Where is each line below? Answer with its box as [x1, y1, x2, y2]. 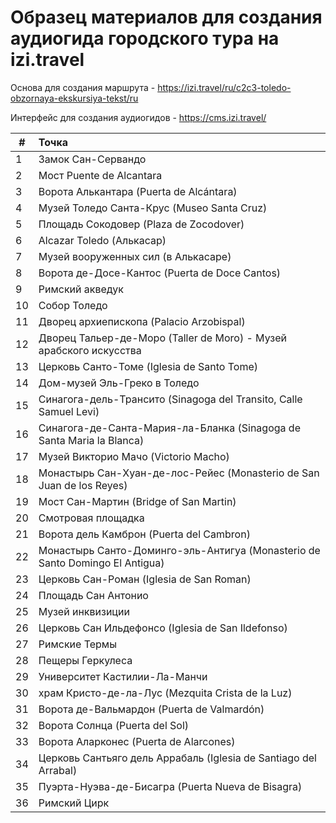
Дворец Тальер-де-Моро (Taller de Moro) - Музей [38, 331, 287, 345]
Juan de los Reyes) [38, 478, 128, 492]
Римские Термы [38, 637, 117, 651]
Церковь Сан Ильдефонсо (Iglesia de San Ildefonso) [38, 621, 288, 635]
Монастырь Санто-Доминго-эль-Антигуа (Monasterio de [38, 543, 321, 557]
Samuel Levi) [38, 404, 100, 418]
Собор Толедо [38, 298, 108, 312]
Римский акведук [38, 282, 124, 296]
